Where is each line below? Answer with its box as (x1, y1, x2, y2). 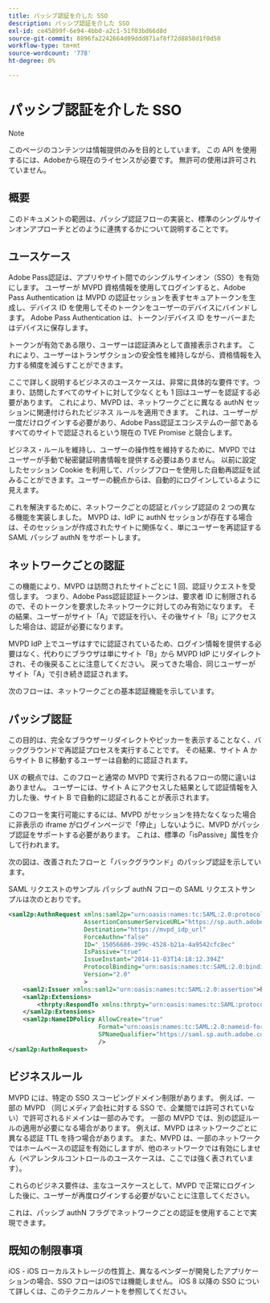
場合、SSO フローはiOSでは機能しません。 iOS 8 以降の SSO (35, 1276, 237, 1286)
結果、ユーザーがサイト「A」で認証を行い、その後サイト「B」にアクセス (14, 612, 257, 622)
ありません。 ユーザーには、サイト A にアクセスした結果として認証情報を (8, 783, 251, 793)
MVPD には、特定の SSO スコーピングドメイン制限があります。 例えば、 (8, 1093, 248, 1102)
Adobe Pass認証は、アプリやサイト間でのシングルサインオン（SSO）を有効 (8, 273, 260, 282)
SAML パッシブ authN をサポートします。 (8, 533, 145, 543)
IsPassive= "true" (84, 948, 142, 956)
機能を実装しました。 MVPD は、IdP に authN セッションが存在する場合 (14, 513, 253, 522)
